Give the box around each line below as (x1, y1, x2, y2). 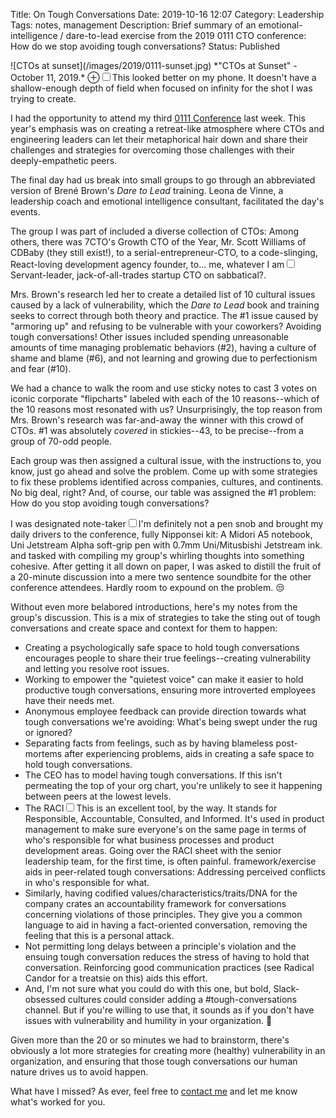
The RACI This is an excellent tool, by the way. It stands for (24, 802, 278, 814)
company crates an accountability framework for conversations (24, 898, 287, 909)
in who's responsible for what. (24, 877, 150, 888)
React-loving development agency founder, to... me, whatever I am (10, 259, 285, 270)
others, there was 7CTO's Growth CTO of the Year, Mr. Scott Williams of (10, 236, 307, 248)
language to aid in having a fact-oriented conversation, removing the (24, 919, 308, 931)
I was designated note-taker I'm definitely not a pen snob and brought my (10, 518, 324, 529)
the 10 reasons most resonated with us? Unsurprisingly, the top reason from (10, 404, 323, 415)
